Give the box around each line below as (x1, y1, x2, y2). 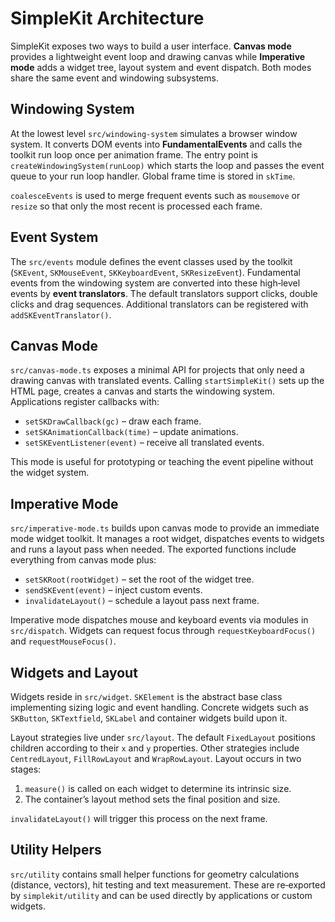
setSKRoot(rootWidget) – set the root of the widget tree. (24, 573, 255, 586)
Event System (10, 229, 99, 246)
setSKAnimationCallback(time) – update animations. (24, 426, 239, 438)
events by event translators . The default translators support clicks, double (10, 287, 318, 299)
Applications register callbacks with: (10, 396, 160, 408)
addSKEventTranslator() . (10, 308, 112, 321)
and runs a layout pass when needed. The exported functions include (10, 543, 297, 556)
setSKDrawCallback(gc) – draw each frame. (24, 415, 202, 427)
